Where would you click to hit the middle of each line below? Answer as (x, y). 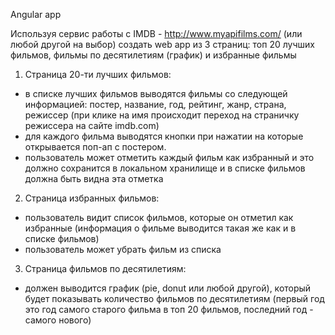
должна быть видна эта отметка (94, 178)
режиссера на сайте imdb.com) (92, 125)
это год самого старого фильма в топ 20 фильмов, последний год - (169, 309)
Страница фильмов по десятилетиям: (105, 268)
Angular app (36, 14)
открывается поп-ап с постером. (95, 147)
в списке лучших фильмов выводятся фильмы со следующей (156, 93)
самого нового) (58, 320)
